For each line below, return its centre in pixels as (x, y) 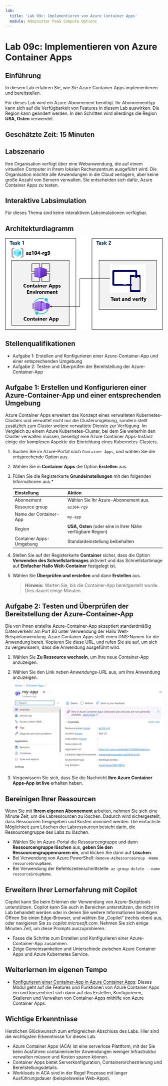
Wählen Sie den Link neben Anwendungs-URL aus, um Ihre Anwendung (86, 672)
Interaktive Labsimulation (46, 201)
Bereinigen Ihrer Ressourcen (50, 799)
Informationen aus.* (33, 482)
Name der (25, 514)
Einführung (23, 75)
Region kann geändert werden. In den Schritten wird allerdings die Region (81, 113)
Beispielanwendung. (26, 637)
